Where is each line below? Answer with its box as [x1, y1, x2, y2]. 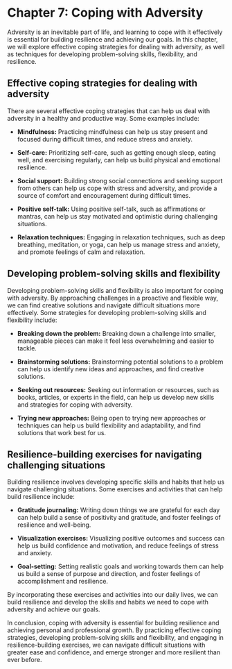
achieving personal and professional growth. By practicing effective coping [7, 626, 222, 634]
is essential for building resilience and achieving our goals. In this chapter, [7, 35, 218, 43]
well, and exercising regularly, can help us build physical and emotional [17, 155, 220, 164]
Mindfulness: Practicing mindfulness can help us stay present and [17, 127, 208, 136]
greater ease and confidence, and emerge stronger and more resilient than [7, 648, 220, 657]
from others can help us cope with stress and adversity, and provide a [17, 184, 217, 192]
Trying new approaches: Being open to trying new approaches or [17, 414, 206, 422]
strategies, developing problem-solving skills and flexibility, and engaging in [7, 634, 224, 642]
